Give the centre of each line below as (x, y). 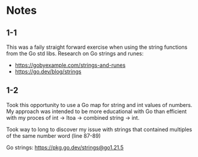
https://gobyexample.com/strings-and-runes (70, 65)
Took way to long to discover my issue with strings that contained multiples (99, 129)
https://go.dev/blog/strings (48, 72)
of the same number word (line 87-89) (53, 135)
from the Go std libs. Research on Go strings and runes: (75, 54)
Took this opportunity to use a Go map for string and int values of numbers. (99, 105)
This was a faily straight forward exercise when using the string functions (97, 47)
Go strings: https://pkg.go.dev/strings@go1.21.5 (65, 147)
